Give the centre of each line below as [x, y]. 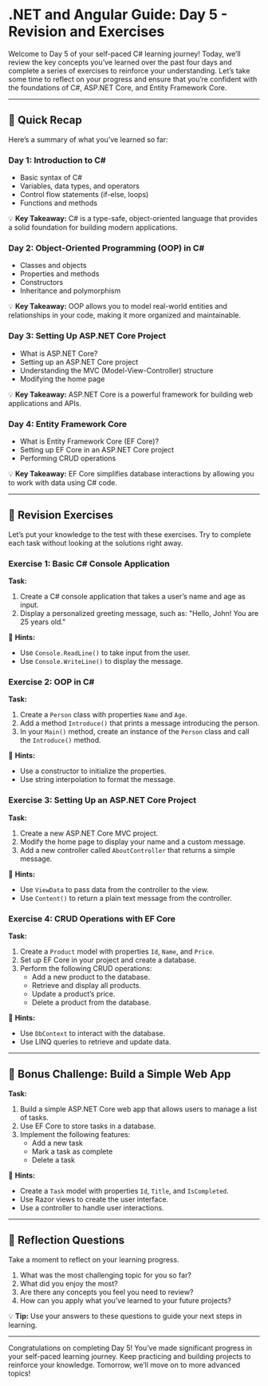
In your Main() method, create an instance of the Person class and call [134, 732]
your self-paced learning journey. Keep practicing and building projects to [130, 1356]
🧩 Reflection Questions [67, 1240]
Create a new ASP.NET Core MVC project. [89, 833]
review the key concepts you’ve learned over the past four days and [120, 62]
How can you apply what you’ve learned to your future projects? [125, 1300]
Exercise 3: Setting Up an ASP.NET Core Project [102, 800]
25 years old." [43, 622]
